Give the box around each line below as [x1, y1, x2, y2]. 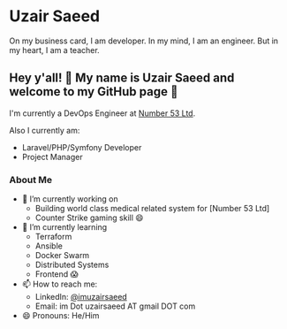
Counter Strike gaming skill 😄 [34, 212, 144, 223]
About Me [9, 173, 53, 186]
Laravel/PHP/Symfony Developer [21, 142, 142, 152]
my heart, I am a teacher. [9, 44, 100, 55]
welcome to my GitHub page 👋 [9, 84, 178, 99]
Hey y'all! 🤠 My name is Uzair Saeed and [9, 71, 235, 86]
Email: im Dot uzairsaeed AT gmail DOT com [34, 301, 196, 311]
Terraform [34, 232, 72, 242]
